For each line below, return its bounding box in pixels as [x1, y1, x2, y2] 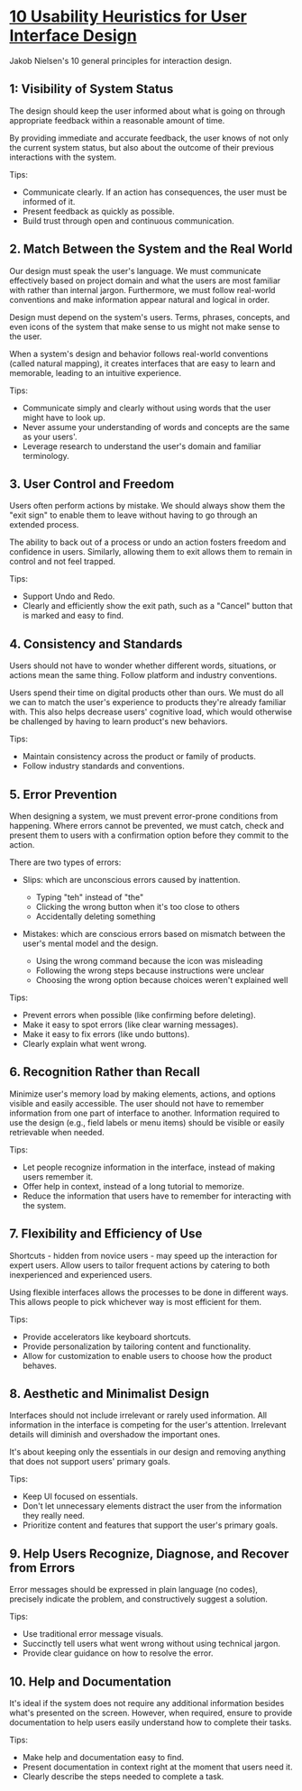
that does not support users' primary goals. [9, 1456, 171, 1467]
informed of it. [22, 196, 76, 207]
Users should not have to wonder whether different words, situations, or [9, 660, 277, 671]
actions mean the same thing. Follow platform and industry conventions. [9, 670, 278, 681]
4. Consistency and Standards [9, 636, 183, 651]
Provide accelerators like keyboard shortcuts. [22, 1331, 192, 1342]
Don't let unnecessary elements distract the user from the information [22, 1501, 282, 1511]
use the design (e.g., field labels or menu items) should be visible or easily [9, 1116, 286, 1128]
